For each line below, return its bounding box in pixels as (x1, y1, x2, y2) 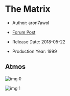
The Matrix (5, 3, 50, 15)
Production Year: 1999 (12, 48, 57, 54)
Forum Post (12, 29, 36, 35)
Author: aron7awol (12, 20, 49, 26)
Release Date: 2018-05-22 (12, 38, 66, 45)
